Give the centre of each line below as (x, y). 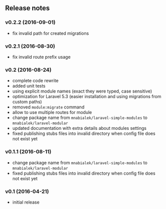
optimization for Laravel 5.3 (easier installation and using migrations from (87, 97)
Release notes (28, 8)
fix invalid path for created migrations (51, 33)
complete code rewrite (35, 81)
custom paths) (27, 102)
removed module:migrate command (48, 107)
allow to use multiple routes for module (52, 112)
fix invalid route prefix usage (41, 57)
